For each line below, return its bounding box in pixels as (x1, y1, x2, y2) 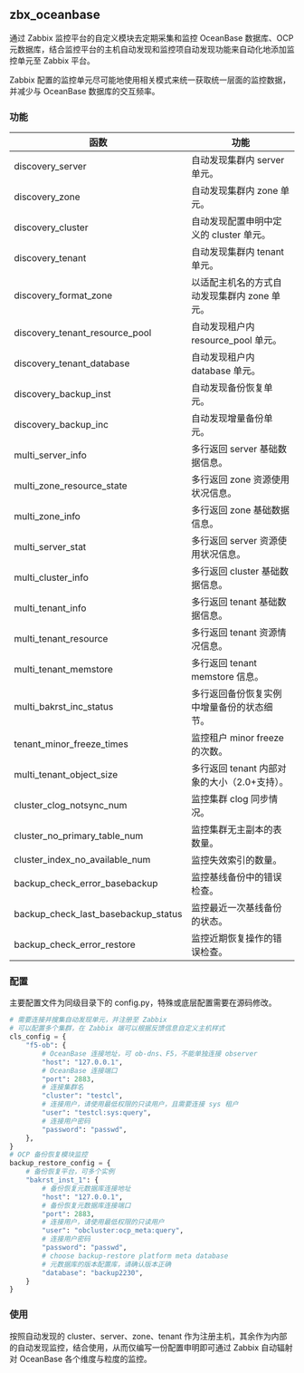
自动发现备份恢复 (191, 382, 264, 394)
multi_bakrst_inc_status (14, 701, 114, 713)
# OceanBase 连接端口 (42, 1066, 118, 1075)
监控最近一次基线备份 (191, 902, 282, 914)
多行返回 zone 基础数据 (191, 504, 290, 517)
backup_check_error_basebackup (14, 877, 158, 890)
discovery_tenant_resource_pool (14, 326, 152, 339)
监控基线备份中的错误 (191, 871, 282, 884)
